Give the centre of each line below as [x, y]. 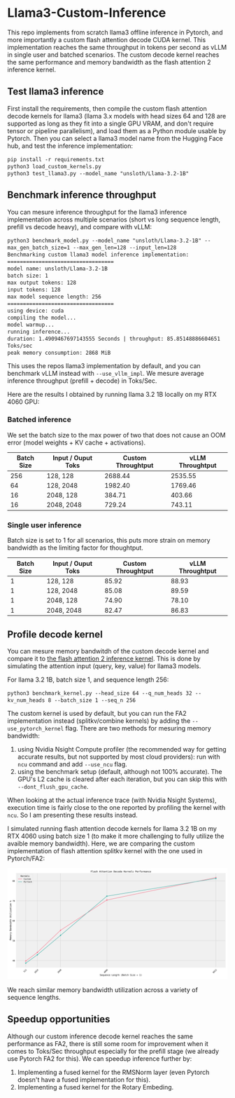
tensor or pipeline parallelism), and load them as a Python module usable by [116, 130]
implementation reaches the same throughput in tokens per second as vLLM [117, 47]
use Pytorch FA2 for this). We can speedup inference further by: [100, 1058]
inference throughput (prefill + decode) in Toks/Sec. [82, 381]
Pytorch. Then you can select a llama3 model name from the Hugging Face [115, 138]
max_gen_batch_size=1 [39, 248]
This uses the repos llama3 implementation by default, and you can [104, 365]
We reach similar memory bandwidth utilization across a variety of [102, 989]
